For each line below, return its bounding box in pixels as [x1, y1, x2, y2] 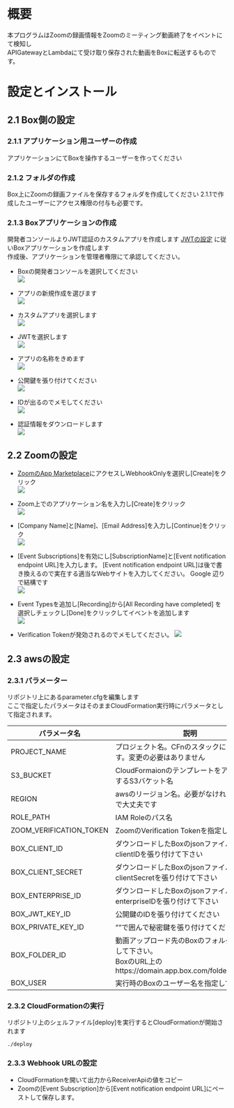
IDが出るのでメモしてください [17, 398, 103, 407]
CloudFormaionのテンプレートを [115, 765, 221, 775]
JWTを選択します [17, 333, 68, 341]
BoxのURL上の [115, 957, 163, 966]
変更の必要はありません [128, 752, 205, 762]
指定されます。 [13, 710, 56, 719]
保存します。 [41, 1093, 78, 1101]
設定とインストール [7, 84, 117, 100]
